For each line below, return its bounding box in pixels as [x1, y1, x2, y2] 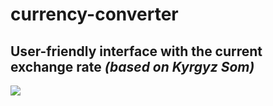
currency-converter [10, 3, 179, 26]
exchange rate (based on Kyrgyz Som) [10, 58, 255, 75]
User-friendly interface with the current [10, 43, 263, 60]
